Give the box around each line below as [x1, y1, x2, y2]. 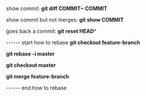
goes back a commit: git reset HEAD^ [6, 28, 97, 35]
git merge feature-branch [6, 73, 69, 80]
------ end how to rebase [6, 84, 67, 91]
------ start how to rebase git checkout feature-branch [6, 39, 140, 46]
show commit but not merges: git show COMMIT [6, 16, 124, 23]
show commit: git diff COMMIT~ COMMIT [6, 5, 107, 12]
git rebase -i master [6, 50, 55, 57]
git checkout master [6, 61, 56, 68]
